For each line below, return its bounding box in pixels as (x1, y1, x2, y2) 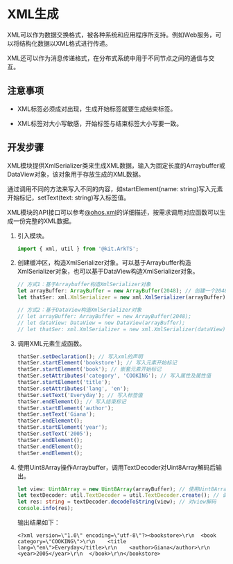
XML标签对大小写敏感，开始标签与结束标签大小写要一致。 (17, 119, 182, 127)
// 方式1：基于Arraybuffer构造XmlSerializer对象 (17, 281, 151, 288)
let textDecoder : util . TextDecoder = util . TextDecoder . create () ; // (17, 492, 220, 499)
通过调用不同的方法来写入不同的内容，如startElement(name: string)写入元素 (7, 184, 223, 193)
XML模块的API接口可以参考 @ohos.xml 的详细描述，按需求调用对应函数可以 (7, 208, 220, 216)
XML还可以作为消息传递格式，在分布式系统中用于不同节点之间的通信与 (7, 53, 209, 62)
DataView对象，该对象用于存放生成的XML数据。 (7, 170, 145, 178)
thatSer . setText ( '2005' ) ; (17, 430, 92, 437)
